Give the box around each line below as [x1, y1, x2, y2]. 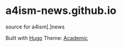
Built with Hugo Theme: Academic [5, 34, 89, 41]
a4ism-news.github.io [5, 4, 117, 17]
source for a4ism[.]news [5, 23, 65, 30]
